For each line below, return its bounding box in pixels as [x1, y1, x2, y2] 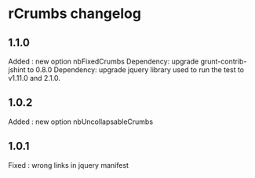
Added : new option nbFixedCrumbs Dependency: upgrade [8, 56, 199, 66]
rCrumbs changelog [8, 5, 141, 23]
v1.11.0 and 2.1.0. [8, 74, 61, 82]
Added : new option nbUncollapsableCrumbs [8, 117, 154, 126]
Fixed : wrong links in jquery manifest [8, 160, 129, 169]
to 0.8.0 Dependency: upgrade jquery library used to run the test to [27, 65, 245, 74]
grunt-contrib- [200, 56, 247, 66]
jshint [8, 65, 26, 74]
